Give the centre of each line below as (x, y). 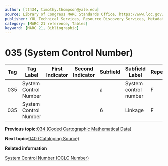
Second (84, 69)
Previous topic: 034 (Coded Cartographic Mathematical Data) (68, 129)
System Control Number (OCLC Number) (47, 158)
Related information (26, 148)
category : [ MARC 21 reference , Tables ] (47, 24)
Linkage (134, 110)
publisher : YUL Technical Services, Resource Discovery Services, (76, 19)
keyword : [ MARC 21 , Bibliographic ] (42, 28)
